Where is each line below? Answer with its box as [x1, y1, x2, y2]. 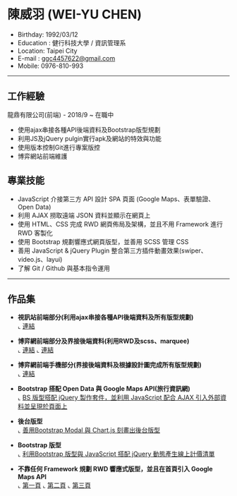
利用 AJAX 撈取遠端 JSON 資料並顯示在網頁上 [17, 211, 151, 219]
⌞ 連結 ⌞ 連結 [17, 346, 54, 354]
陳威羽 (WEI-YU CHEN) [7, 6, 142, 23]
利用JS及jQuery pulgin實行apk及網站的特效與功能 [17, 134, 162, 143]
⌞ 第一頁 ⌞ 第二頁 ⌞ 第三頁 [17, 481, 92, 490]
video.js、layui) [17, 255, 63, 263]
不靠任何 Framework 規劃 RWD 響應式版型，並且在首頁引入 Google [17, 465, 213, 473]
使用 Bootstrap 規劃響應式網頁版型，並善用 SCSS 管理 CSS [17, 237, 189, 246]
